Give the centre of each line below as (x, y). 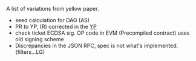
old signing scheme (40, 39)
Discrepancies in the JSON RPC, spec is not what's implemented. (96, 45)
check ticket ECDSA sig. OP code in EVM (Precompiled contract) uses (102, 33)
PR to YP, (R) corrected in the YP (56, 27)
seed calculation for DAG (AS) (52, 20)
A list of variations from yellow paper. (53, 9)
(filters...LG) (30, 52)
